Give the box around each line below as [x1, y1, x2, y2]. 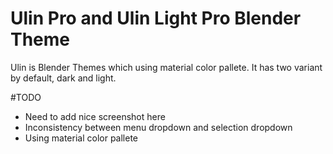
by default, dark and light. [10, 72, 117, 84]
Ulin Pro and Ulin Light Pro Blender [10, 7, 302, 30]
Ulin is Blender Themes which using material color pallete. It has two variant [10, 61, 323, 73]
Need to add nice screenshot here [24, 110, 166, 122]
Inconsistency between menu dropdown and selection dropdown [24, 121, 293, 133]
